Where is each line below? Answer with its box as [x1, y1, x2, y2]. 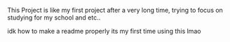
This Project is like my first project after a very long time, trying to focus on [7, 6, 223, 14]
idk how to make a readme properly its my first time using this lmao [7, 27, 201, 35]
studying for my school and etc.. [7, 13, 101, 22]
